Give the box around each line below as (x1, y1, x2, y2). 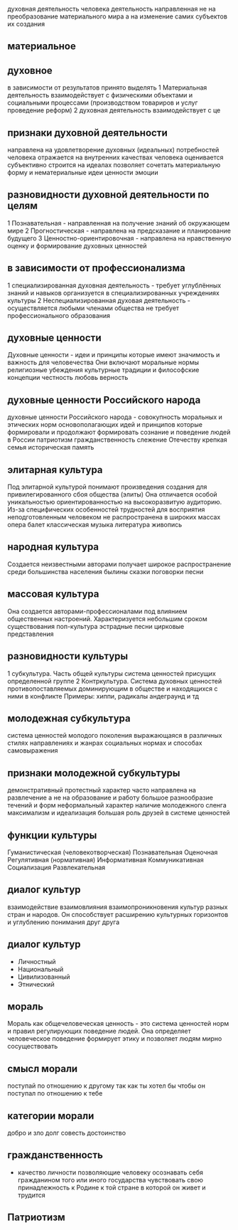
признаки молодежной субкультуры (7, 767, 180, 779)
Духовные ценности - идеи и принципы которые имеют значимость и (7, 351, 220, 359)
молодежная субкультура (7, 712, 131, 724)
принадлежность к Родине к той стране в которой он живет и (17, 1183, 206, 1192)
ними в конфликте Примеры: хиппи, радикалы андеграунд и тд (7, 691, 200, 700)
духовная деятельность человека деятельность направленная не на (7, 5, 216, 13)
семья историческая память (7, 443, 94, 452)
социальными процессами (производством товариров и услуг (7, 98, 198, 107)
